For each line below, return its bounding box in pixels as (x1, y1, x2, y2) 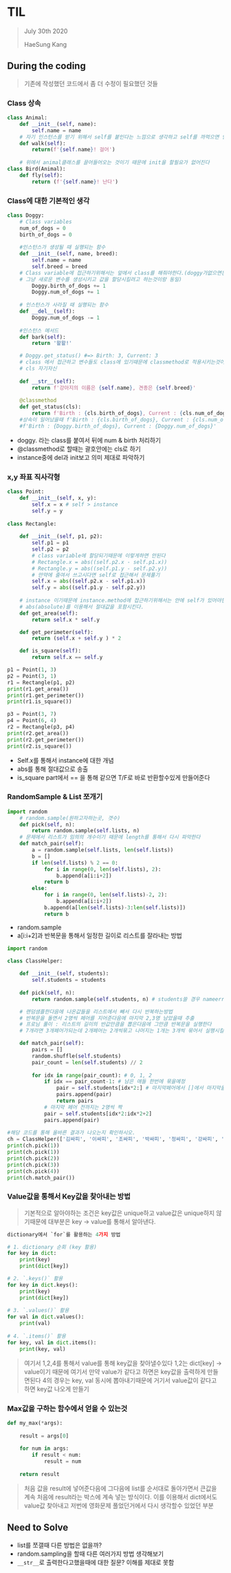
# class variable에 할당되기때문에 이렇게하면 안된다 (32, 552, 166, 559)
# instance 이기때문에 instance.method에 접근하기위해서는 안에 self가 (19, 597, 205, 604)
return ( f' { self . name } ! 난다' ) (32, 178, 119, 185)
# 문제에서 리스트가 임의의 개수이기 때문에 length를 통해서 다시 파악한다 (19, 834, 201, 841)
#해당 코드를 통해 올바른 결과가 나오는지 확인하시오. (7, 1130, 135, 1137)
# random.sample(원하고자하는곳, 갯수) (19, 814, 121, 821)
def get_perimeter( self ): (19, 629, 94, 635)
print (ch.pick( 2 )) (7, 1154, 60, 1162)
